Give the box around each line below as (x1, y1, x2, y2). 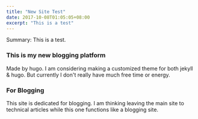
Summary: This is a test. (6, 36, 66, 44)
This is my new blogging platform (6, 51, 106, 60)
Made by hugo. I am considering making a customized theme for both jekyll (6, 65, 193, 72)
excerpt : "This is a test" (6, 20, 74, 26)
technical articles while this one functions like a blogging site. (6, 106, 158, 113)
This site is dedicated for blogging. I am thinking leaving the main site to (6, 99, 185, 106)
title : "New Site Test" (6, 8, 66, 15)
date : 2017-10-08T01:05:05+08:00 (6, 14, 90, 20)
